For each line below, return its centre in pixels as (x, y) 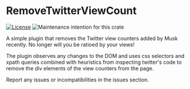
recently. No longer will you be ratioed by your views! (70, 44)
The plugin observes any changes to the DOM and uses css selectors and (95, 56)
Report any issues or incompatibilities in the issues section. (77, 80)
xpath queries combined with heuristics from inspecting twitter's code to (94, 62)
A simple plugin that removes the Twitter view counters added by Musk (92, 38)
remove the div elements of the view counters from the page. (80, 68)
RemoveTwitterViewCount (71, 11)
